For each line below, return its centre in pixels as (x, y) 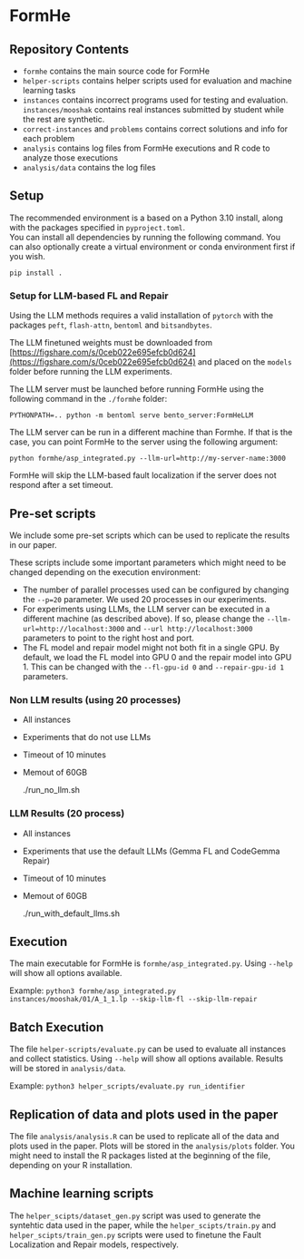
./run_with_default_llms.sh (71, 913)
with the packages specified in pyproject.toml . (98, 227)
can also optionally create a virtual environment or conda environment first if (152, 247)
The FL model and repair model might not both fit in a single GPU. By (151, 647)
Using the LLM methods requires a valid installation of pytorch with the (142, 316)
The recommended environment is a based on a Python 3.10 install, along (147, 218)
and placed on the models (245, 362)
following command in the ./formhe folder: (88, 399)
